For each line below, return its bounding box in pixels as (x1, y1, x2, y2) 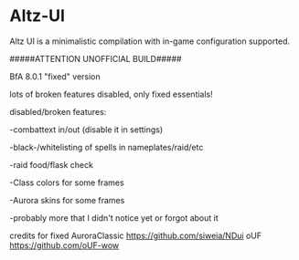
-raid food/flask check (9, 159, 94, 170)
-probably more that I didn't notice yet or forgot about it (9, 212, 219, 224)
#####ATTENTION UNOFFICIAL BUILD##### (9, 53, 182, 64)
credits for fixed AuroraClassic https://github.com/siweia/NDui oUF (9, 230, 262, 241)
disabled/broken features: (9, 106, 107, 117)
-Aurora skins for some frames (9, 194, 125, 205)
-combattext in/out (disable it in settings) (9, 124, 164, 135)
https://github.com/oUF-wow (9, 239, 120, 251)
